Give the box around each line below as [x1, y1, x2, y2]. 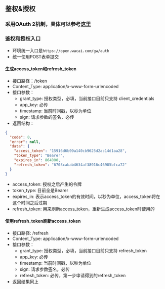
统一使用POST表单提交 [12, 53, 59, 59]
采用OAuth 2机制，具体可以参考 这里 [5, 21, 91, 28]
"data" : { [9, 144, 30, 149]
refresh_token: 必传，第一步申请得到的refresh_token [19, 272, 126, 278]
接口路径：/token [12, 78, 47, 84]
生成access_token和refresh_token [5, 66, 77, 72]
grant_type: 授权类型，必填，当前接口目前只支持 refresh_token [19, 247, 147, 253]
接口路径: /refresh [12, 230, 49, 236]
